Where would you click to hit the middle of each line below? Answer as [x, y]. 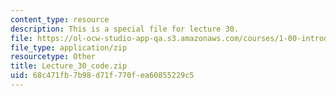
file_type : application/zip [69, 47]
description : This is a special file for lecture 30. [125, 29]
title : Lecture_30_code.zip [69, 66]
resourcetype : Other [53, 57]
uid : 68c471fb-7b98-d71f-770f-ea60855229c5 [102, 76]
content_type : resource [60, 19]
